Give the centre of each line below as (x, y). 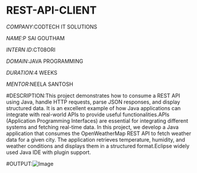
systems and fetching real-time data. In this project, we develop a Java (93, 127)
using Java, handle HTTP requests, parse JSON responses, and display (93, 102)
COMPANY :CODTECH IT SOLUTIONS (52, 27)
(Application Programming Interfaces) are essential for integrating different (97, 121)
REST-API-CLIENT (51, 10)
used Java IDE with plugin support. (49, 152)
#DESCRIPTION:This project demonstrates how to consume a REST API (93, 95)
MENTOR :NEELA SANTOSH (40, 84)
